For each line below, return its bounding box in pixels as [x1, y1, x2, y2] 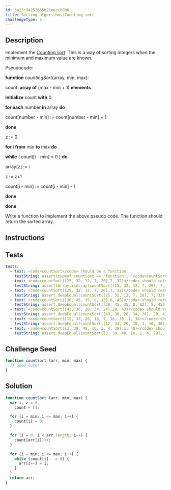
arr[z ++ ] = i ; [18, 461, 49, 466]
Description [5, 36, 43, 44]
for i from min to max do [5, 144, 57, 150]
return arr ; [10, 475, 36, 480]
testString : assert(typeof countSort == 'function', [14, 274, 129, 279]
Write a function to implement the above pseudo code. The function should [5, 213, 163, 219]
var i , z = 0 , [10, 400, 40, 405]
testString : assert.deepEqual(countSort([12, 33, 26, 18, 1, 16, [14, 321, 156, 326]
